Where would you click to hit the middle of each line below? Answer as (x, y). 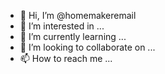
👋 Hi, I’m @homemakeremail (78, 15)
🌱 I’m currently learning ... (73, 36)
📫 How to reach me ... (66, 58)
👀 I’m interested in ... (62, 26)
